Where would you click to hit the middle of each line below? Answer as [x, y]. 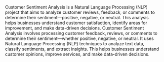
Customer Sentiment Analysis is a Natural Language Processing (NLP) [77, 7]
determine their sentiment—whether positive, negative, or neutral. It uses [80, 38]
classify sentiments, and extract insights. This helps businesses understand [82, 49]
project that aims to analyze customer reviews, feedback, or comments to [80, 12]
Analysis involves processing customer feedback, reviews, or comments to [81, 33]
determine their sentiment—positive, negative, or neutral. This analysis [77, 17]
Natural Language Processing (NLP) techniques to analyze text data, [75, 44]
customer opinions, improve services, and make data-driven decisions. [77, 54]
